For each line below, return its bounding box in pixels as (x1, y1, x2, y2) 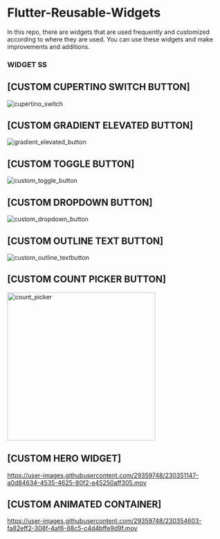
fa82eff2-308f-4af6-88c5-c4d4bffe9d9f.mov (7, 524, 138, 533)
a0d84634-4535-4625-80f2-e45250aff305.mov (7, 478, 147, 486)
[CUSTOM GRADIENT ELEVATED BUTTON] (7, 120, 194, 132)
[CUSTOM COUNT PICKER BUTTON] (7, 274, 166, 285)
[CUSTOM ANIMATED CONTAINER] (7, 498, 162, 510)
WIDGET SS (7, 60, 47, 69)
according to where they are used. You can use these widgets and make (7, 35, 213, 43)
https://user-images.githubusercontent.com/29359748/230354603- (7, 517, 202, 525)
